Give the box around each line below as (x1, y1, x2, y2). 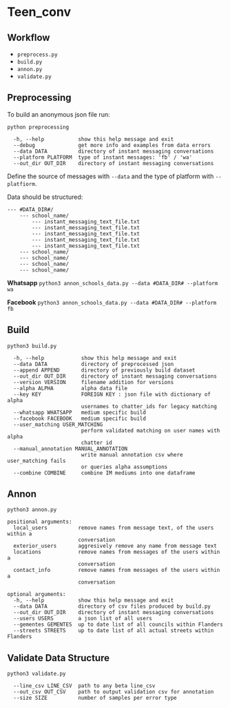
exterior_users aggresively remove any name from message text (13, 543, 217, 550)
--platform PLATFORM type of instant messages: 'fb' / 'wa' (13, 153, 193, 161)
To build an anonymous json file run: (7, 110, 110, 118)
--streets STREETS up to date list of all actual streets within (13, 627, 214, 634)
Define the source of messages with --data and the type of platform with (7, 172, 214, 180)
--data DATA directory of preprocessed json (13, 361, 174, 367)
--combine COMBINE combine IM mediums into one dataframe (13, 469, 196, 477)
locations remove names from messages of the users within (13, 548, 220, 556)
